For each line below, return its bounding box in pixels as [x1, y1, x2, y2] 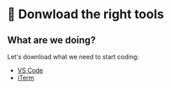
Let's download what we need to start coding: [7, 52, 140, 61]
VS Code [17, 66, 43, 74]
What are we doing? [7, 34, 96, 46]
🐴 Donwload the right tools [7, 6, 164, 22]
